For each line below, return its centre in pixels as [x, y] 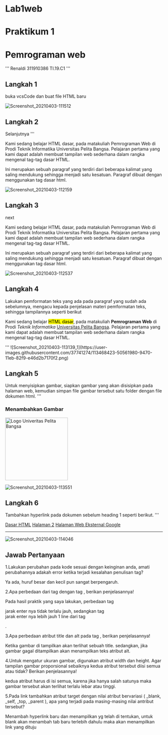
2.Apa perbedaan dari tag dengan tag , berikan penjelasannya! [69, 592]
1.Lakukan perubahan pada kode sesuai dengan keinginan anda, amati [77, 567]
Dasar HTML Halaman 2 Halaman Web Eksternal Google [63, 525]
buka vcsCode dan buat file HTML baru [46, 96]
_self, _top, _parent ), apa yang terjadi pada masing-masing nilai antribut [79, 701]
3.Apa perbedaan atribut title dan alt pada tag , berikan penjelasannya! [78, 636]
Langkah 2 [22, 122]
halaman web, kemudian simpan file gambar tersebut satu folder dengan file [84, 391]
